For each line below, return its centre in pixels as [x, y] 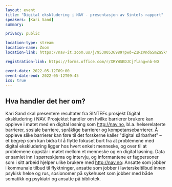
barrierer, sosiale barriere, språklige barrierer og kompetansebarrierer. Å [82, 130]
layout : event [20, 10]
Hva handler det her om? [46, 101]
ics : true [16, 80]
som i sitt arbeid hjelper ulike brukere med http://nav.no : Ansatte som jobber [86, 162]
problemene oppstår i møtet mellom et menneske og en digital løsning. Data [85, 152]
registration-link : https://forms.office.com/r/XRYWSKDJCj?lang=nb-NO [82, 61]
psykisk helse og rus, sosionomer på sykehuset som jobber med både [79, 173]
